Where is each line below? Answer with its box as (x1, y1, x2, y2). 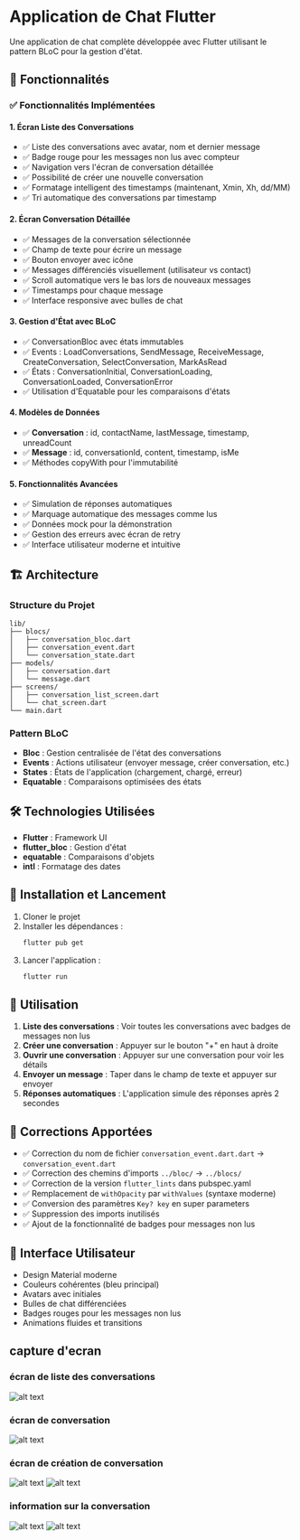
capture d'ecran (9, 1344, 102, 1359)
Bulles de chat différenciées (22, 1299, 127, 1310)
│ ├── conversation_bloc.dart (9, 634, 131, 643)
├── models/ (9, 658, 54, 668)
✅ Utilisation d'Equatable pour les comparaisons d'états (22, 386, 230, 397)
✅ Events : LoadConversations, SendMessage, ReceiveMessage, (22, 346, 265, 357)
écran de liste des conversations (9, 1371, 155, 1384)
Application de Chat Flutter (9, 6, 217, 27)
